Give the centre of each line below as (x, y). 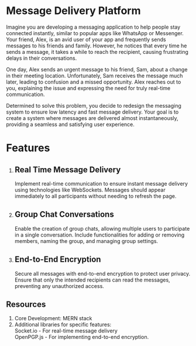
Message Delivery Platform (73, 11)
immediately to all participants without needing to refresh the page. (95, 196)
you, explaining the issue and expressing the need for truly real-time (88, 88)
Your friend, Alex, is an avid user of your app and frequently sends (86, 39)
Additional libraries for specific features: (63, 325)
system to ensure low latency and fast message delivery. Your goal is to (92, 112)
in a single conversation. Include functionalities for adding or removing (99, 235)
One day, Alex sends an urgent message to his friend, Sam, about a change (97, 69)
